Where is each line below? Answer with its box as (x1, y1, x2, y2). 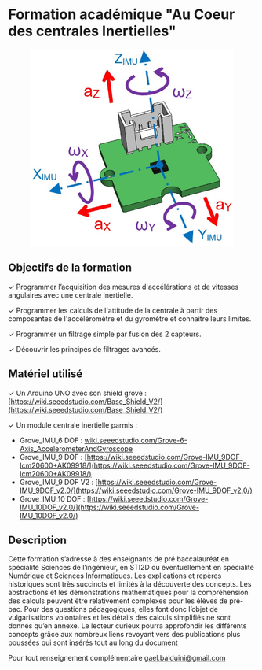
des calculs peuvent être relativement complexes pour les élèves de (8, 596, 228, 605)
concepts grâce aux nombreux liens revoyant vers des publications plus (8, 630, 241, 639)
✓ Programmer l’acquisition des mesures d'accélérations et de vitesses (8, 282, 239, 291)
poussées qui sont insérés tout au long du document (8, 638, 178, 647)
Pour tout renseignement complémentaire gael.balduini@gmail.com (8, 653, 226, 663)
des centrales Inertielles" (8, 22, 176, 40)
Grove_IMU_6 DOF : (19, 435, 83, 445)
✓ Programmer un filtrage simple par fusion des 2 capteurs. (8, 329, 202, 339)
